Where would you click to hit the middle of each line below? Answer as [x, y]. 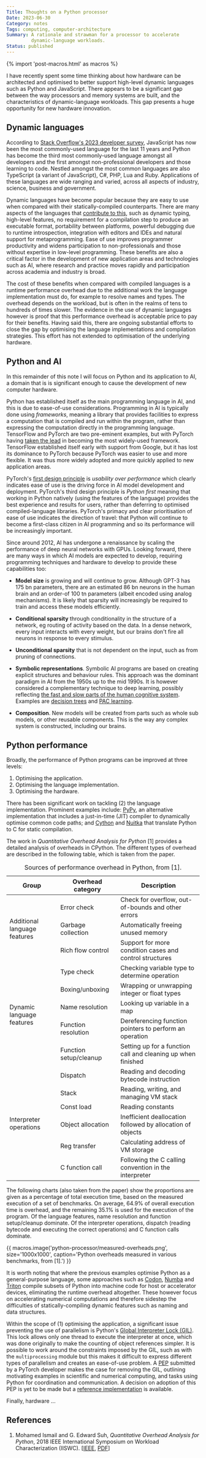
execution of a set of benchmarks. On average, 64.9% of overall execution [101, 1203]
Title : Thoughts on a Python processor [57, 12]
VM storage [137, 1150]
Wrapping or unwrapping [156, 985]
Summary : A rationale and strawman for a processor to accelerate [93, 35]
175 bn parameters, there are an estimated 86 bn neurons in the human [105, 587]
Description [158, 886]
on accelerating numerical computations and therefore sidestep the [91, 1298]
